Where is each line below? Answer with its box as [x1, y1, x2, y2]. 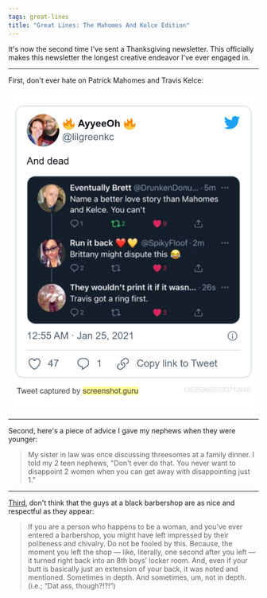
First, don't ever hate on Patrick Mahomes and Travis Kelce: [8, 76, 204, 85]
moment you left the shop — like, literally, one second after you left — [27, 547, 256, 557]
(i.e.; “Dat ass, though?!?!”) [27, 581, 116, 590]
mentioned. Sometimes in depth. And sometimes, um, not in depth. [27, 573, 246, 582]
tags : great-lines [8, 13, 69, 21]
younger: [8, 434, 38, 444]
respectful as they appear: [8, 506, 95, 516]
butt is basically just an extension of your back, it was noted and [27, 564, 238, 573]
